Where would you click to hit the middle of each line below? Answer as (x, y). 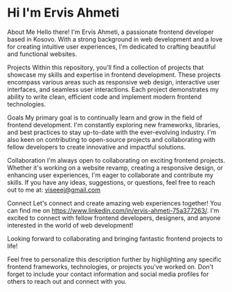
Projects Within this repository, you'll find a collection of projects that (106, 67)
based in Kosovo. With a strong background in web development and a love (115, 39)
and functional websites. (42, 54)
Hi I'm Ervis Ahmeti (63, 13)
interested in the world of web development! (70, 225)
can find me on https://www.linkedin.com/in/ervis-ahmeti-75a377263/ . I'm (113, 210)
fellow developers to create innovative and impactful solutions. (96, 147)
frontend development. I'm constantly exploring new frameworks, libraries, (114, 125)
